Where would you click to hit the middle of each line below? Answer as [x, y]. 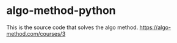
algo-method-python [61, 11]
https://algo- [155, 27]
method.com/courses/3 [36, 33]
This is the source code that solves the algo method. [72, 27]
